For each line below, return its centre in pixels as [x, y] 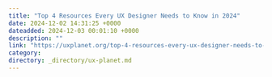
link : [17, 46]
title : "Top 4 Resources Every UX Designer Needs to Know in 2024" [125, 16]
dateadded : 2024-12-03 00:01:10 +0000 [74, 30]
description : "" [36, 38]
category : [25, 53]
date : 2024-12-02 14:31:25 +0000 [65, 23]
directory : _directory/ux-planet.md [70, 61]
